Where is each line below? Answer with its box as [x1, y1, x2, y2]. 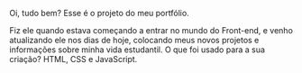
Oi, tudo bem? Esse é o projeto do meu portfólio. [9, 8, 189, 18]
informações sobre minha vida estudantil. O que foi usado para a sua [9, 44, 266, 55]
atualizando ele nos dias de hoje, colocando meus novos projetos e [9, 35, 260, 45]
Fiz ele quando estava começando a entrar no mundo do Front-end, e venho [9, 25, 293, 35]
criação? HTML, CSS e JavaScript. [9, 54, 138, 64]
